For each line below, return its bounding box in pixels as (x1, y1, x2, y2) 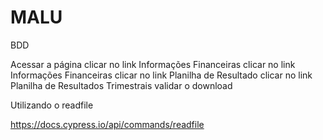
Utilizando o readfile (10, 99, 94, 111)
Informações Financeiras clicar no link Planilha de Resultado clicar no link (10, 69, 313, 81)
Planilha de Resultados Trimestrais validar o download (10, 79, 233, 91)
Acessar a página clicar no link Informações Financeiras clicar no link (10, 58, 296, 70)
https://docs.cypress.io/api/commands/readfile (10, 118, 205, 130)
